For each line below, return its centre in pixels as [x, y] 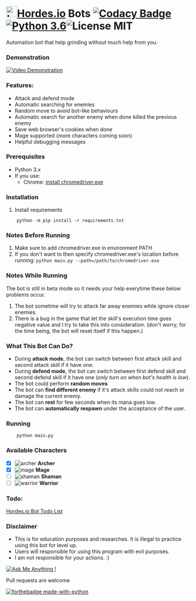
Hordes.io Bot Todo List [35, 511]
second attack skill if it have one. [54, 365]
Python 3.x [27, 169]
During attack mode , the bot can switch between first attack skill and [98, 359]
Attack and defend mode [44, 98]
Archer [47, 463]
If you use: [27, 176]
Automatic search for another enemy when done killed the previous [96, 116]
